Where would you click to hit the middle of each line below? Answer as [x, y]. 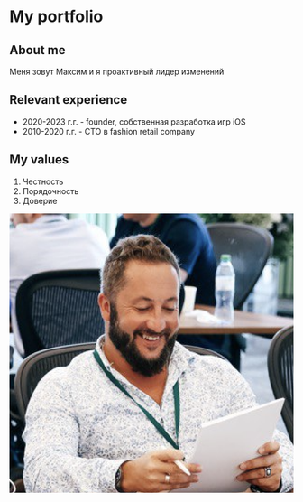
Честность [43, 181]
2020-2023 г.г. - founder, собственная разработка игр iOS [134, 121]
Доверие [40, 200]
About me [37, 50]
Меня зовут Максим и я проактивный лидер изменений [117, 71]
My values [39, 160]
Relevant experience [69, 100]
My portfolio [56, 17]
